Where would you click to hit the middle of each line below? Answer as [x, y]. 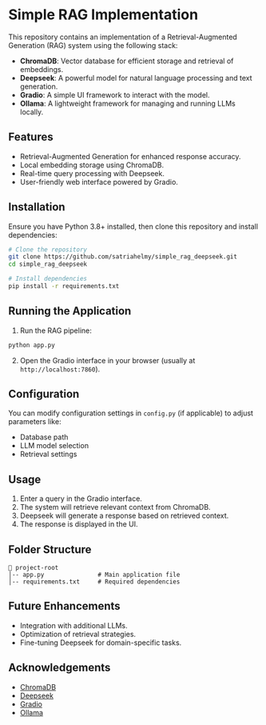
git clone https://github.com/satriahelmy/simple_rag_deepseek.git [123, 257]
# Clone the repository [48, 250]
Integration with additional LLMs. [73, 625]
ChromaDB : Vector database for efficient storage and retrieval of [127, 61]
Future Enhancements [65, 606]
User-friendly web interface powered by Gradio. [99, 182]
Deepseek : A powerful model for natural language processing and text [136, 78]
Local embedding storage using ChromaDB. [92, 165]
